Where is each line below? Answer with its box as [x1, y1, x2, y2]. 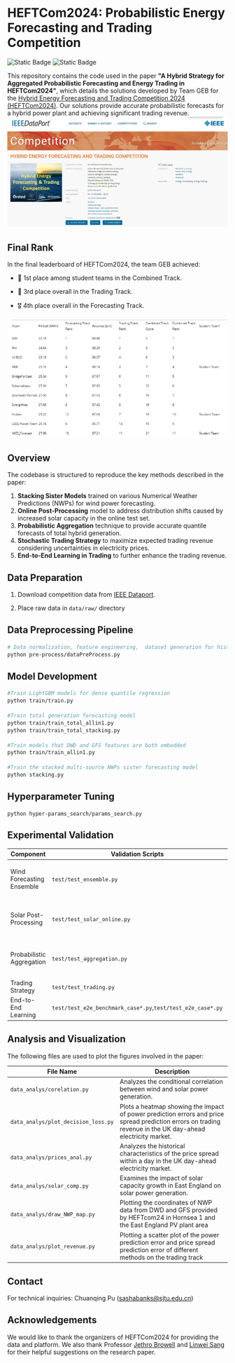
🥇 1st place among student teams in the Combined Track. [17, 274, 183, 282]
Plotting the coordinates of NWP [120, 1198, 213, 1207]
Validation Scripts [111, 850, 164, 859]
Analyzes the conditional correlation [120, 1077, 224, 1086]
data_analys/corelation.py [10, 1086, 89, 1094]
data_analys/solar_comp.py [10, 1183, 89, 1190]
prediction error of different [120, 1245, 199, 1254]
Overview [7, 452, 51, 464]
